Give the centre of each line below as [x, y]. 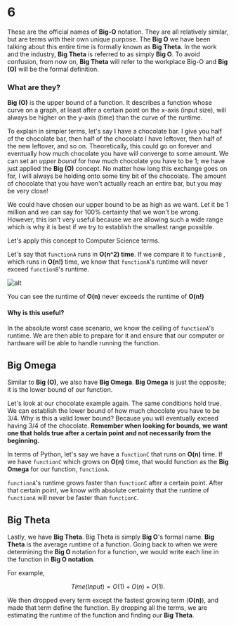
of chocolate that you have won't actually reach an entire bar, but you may [115, 184]
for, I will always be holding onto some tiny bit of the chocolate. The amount [117, 176]
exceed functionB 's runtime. [48, 269]
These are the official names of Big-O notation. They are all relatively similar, [118, 32]
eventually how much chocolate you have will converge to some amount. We [118, 154]
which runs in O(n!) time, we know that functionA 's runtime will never [108, 262]
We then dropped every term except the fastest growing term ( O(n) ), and [113, 600]
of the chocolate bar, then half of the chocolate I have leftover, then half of [115, 139]
